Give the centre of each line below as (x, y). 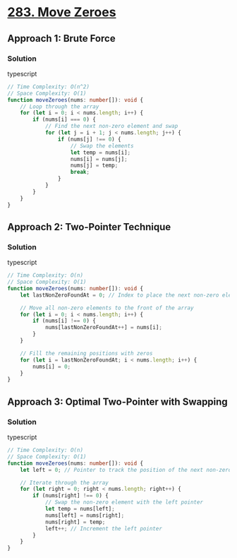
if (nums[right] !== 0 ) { (71, 496)
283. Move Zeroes (62, 12)
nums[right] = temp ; (75, 522)
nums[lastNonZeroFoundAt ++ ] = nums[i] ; (103, 328)
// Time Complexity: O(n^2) (49, 87)
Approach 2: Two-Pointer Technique (89, 227)
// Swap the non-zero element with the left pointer (124, 502)
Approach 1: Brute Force (61, 38)
